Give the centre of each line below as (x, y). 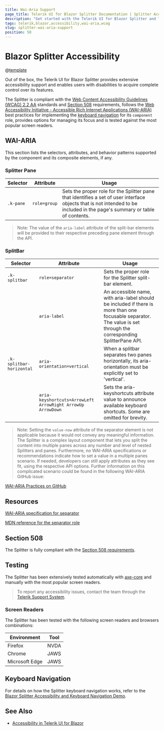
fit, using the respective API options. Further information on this (81, 466)
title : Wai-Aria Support (30, 10)
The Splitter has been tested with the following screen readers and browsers (82, 620)
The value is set (122, 322)
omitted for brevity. (125, 418)
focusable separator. (127, 316)
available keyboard (125, 405)
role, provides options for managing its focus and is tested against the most (81, 120)
